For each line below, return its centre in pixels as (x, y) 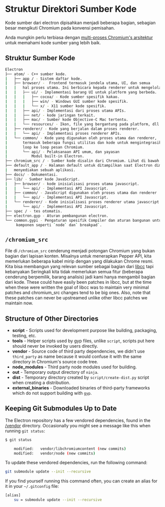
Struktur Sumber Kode (40, 58)
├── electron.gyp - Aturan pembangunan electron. (57, 216)
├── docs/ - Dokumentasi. (31, 175)
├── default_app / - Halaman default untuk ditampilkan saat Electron (79, 166)
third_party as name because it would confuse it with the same (77, 357)
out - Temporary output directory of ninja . (55, 372)
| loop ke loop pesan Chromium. (45, 147)
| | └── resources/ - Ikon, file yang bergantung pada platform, (78, 124)
